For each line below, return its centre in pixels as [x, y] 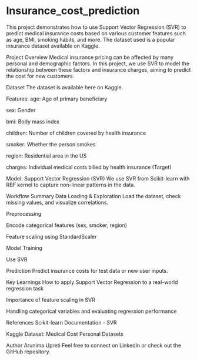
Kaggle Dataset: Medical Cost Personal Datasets [65, 334]
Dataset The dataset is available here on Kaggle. [65, 87]
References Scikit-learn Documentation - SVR [61, 322]
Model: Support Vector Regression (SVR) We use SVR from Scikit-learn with [98, 178]
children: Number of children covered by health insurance [76, 133]
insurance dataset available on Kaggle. [53, 46]
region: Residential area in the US [46, 156]
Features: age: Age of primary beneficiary [57, 99]
